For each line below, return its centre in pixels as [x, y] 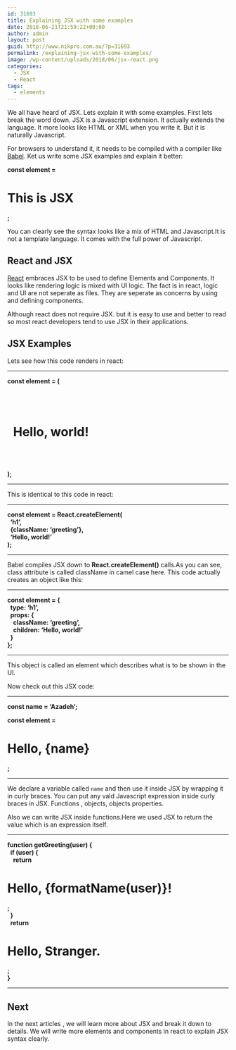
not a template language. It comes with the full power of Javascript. [105, 239]
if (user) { [24, 852]
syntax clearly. [28, 1039]
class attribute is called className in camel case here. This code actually [114, 572]
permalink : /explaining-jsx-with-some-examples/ [80, 54]
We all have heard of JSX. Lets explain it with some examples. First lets [110, 113]
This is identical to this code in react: [60, 494]
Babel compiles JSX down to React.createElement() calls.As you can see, [115, 564]
